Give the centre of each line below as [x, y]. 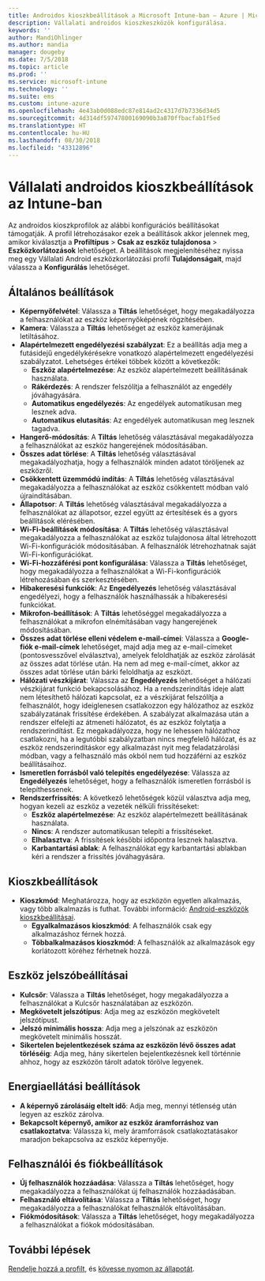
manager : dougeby [37, 52]
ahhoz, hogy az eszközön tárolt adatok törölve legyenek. [111, 1061]
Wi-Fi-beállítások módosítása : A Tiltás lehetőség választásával [124, 529]
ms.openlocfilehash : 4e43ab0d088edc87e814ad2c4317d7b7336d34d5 [114, 111]
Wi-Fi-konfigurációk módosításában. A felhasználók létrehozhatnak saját [138, 547]
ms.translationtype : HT [47, 126]
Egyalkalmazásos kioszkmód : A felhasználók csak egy [121, 926]
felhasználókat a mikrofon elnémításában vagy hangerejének [118, 622]
